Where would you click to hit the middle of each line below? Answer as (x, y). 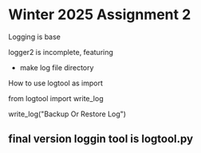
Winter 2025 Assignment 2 (100, 15)
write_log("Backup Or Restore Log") (67, 114)
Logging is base (35, 37)
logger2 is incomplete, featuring (61, 52)
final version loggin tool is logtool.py (101, 139)
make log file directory (57, 67)
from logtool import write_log (56, 98)
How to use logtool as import (56, 83)
